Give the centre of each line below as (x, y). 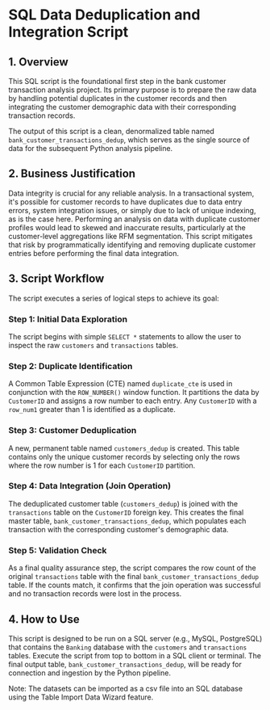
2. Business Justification (72, 174)
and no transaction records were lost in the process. (95, 594)
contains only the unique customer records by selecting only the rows (124, 456)
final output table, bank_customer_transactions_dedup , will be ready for (125, 664)
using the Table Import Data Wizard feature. (81, 697)
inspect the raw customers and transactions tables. (93, 345)
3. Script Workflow (56, 279)
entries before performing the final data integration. (94, 253)
